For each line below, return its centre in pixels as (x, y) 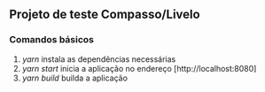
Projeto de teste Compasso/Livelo (105, 15)
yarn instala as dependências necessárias (99, 59)
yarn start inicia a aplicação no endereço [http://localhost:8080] (139, 68)
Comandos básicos (52, 40)
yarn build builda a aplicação (75, 78)
